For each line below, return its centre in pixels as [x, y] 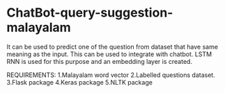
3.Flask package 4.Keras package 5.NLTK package [79, 82]
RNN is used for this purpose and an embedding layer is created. [100, 61]
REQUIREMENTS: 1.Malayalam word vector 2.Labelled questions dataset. [111, 75]
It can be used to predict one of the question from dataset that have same [113, 46]
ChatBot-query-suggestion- [90, 13]
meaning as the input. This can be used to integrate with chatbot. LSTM [109, 54]
